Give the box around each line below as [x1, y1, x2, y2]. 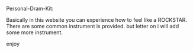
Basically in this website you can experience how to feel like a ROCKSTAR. [6, 16, 188, 23]
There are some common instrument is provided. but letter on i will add [6, 23, 179, 29]
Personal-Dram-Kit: [6, 5, 54, 12]
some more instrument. [6, 29, 63, 36]
